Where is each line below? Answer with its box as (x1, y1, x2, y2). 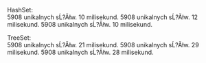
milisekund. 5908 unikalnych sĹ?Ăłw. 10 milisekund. (7, 21, 153, 28)
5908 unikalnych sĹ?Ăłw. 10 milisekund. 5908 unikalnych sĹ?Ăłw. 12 (7, 13, 198, 21)
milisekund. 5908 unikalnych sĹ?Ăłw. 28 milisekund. (7, 48, 154, 56)
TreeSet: (7, 34, 32, 42)
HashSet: (7, 6, 33, 14)
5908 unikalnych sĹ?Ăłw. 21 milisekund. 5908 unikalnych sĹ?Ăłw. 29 (7, 41, 199, 49)
